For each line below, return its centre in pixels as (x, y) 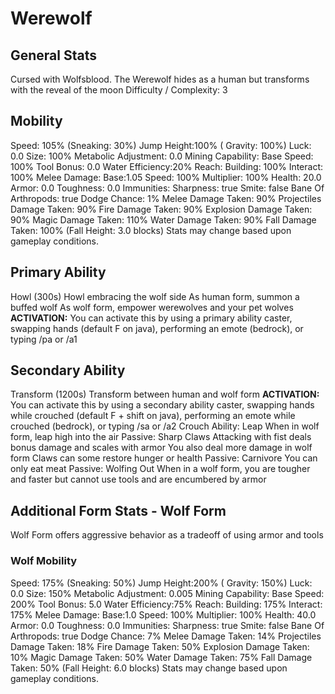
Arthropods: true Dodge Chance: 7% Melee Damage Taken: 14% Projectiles (166, 636)
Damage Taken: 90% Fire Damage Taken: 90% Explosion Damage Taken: (161, 209)
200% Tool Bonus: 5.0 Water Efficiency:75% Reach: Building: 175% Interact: (166, 604)
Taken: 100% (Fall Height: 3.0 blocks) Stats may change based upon (151, 230)
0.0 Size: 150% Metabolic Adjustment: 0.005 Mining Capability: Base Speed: (167, 593)
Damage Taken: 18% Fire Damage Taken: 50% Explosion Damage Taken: (160, 646)
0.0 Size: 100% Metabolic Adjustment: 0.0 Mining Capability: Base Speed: (162, 156)
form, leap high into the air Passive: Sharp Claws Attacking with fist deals (161, 437)
